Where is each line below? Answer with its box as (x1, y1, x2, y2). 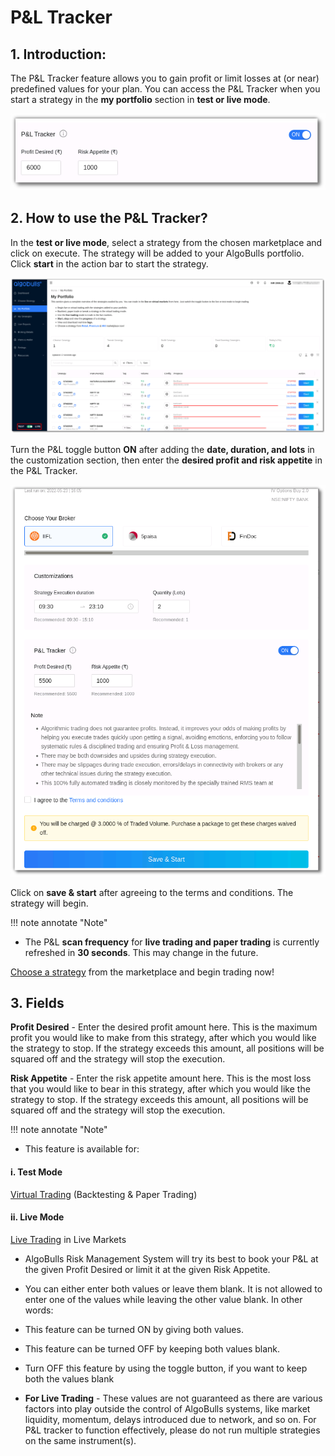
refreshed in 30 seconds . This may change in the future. (24, 946, 259, 958)
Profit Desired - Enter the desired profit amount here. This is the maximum (10, 1021, 318, 1033)
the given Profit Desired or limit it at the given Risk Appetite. (24, 1263, 271, 1275)
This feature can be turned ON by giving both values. (24, 1323, 244, 1335)
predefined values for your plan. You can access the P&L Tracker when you (10, 83, 321, 95)
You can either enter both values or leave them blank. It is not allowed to (24, 1282, 323, 1295)
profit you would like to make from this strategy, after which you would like (10, 1032, 317, 1044)
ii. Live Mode (10, 1211, 65, 1223)
